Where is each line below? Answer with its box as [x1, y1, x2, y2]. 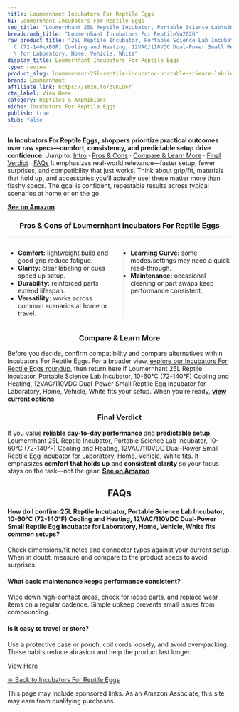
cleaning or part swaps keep [130, 278, 215, 287]
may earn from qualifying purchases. [7, 696, 116, 705]
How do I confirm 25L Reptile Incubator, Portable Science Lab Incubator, [7, 507, 225, 515]
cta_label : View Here [7, 90, 72, 97]
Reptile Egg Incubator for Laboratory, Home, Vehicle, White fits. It [7, 451, 199, 460]
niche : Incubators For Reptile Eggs [7, 103, 116, 110]
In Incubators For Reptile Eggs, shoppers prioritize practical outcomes [7, 136, 219, 145]
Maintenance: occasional [130, 271, 206, 280]
